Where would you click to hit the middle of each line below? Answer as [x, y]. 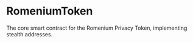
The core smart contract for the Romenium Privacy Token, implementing [97, 28]
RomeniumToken [50, 11]
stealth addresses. [30, 34]
